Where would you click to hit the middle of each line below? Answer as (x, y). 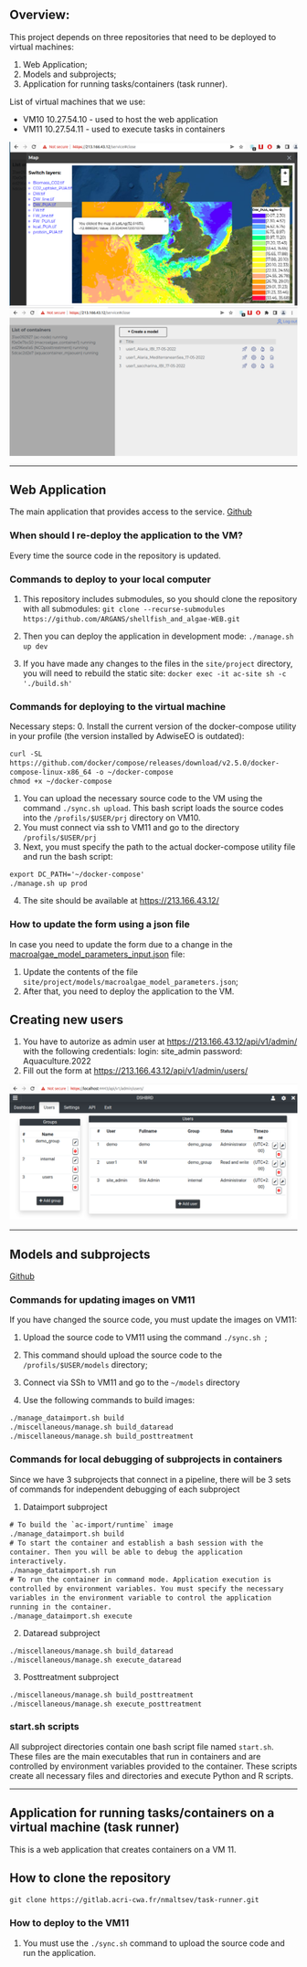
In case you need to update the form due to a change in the (121, 944)
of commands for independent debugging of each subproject (125, 1489)
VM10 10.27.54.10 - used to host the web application (120, 119)
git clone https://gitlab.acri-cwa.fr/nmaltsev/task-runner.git (134, 1900)
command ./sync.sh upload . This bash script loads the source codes (153, 809)
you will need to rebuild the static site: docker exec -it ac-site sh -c (154, 673)
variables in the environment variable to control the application (141, 1598)
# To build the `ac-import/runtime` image (91, 1525)
